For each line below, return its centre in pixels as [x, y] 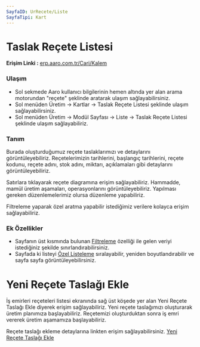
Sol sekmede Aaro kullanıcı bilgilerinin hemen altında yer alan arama [99, 92]
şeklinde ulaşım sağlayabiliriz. [51, 123]
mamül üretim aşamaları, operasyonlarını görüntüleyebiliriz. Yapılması [91, 189]
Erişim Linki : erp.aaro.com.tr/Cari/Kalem [57, 63]
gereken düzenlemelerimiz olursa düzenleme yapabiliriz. [76, 195]
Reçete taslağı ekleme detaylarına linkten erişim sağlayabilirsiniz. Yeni [92, 331]
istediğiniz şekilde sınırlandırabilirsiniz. [62, 247]
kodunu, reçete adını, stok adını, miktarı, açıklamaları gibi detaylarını [90, 165]
